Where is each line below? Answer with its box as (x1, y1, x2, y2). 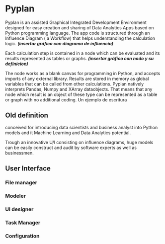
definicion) (5, 61, 28, 67)
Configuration (5, 232, 40, 239)
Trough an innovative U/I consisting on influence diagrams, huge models (5, 139, 154, 145)
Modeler (5, 192, 26, 199)
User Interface (5, 164, 51, 173)
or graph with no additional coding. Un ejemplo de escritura (5, 96, 127, 102)
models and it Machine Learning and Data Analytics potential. (5, 130, 131, 136)
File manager (5, 179, 37, 186)
